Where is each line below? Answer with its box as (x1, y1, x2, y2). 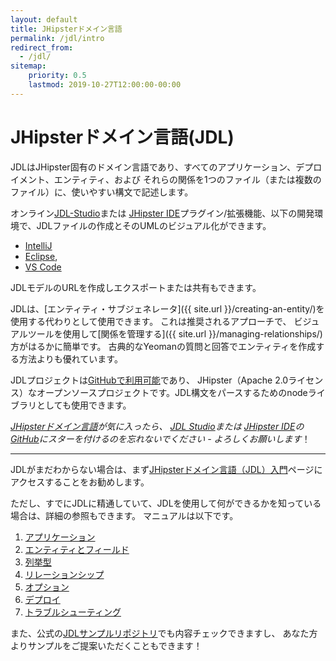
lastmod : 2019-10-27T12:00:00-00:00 (28, 80, 182, 90)
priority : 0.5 (28, 71, 87, 81)
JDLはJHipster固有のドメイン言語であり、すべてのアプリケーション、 (10, 161, 297, 173)
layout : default (10, 14, 78, 25)
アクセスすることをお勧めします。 (10, 476, 150, 488)
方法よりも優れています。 (18, 352, 123, 365)
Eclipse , (24, 250, 58, 262)
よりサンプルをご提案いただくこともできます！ (10, 639, 203, 651)
